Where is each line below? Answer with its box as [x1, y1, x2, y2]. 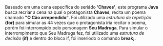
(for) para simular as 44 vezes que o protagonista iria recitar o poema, [5, 20, 147, 25]
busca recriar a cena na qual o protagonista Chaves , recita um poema [5, 9, 146, 15]
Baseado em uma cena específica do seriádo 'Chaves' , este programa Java [5, 4, 159, 10]
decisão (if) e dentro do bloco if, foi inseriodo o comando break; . [5, 35, 136, 41]
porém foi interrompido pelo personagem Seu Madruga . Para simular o [5, 25, 148, 31]
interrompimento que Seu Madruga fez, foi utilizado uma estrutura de [5, 30, 144, 36]
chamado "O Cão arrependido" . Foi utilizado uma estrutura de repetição [5, 15, 152, 20]
